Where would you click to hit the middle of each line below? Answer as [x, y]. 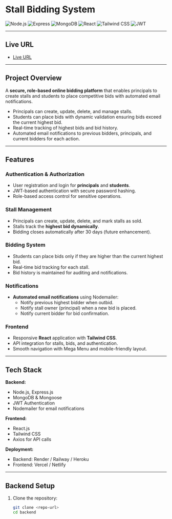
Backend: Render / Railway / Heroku [51, 459]
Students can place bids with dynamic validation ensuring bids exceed [87, 117]
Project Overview [34, 78]
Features [20, 160]
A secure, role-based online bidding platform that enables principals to [81, 90]
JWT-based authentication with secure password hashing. [74, 191]
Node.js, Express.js [33, 392]
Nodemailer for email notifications [48, 409]
